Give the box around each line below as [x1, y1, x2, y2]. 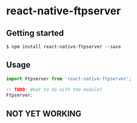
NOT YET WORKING [6, 109, 82, 119]
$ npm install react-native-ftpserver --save [6, 44, 121, 50]
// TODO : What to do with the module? [6, 87, 102, 93]
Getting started [6, 28, 64, 38]
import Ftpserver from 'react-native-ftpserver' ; [6, 76, 132, 82]
